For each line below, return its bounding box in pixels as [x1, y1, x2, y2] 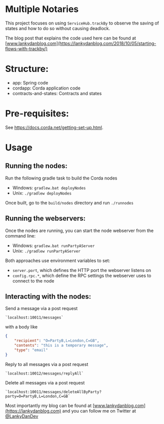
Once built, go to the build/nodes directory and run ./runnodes [5, 199, 134, 205]
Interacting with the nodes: [5, 292, 91, 301]
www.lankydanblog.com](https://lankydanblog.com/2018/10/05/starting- [6, 40, 156, 46]
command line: [5, 232, 36, 238]
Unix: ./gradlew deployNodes [12, 190, 71, 196]
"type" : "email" [14, 347, 48, 353]
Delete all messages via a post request [5, 379, 85, 385]
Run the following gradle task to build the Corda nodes [5, 175, 117, 181]
